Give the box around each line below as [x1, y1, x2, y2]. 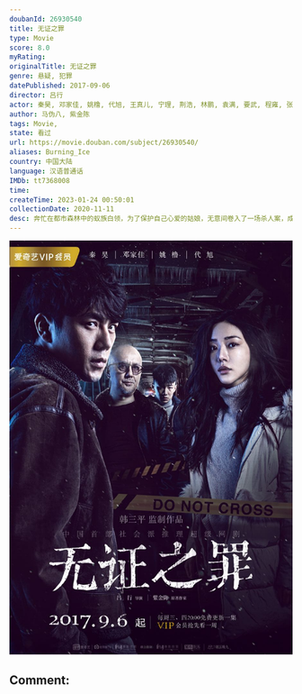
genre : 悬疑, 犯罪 [9, 72, 74, 81]
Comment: [9, 672, 70, 688]
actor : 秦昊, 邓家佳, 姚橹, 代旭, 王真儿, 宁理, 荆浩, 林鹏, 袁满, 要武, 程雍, [9, 100, 283, 109]
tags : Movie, [9, 119, 58, 128]
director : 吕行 [9, 90, 64, 99]
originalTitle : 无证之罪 [9, 62, 97, 71]
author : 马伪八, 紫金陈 [9, 109, 90, 119]
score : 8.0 [9, 43, 50, 52]
